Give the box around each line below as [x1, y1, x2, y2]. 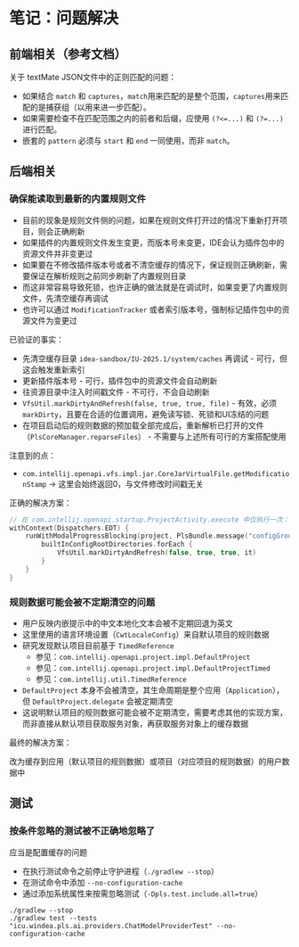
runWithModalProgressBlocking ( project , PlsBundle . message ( [25, 531, 249, 540]
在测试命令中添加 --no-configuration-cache [21, 877, 183, 887]
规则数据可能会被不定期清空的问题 [9, 596, 156, 608]
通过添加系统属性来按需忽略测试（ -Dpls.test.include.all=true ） [21, 888, 263, 899]
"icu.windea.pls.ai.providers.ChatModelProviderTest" [9, 921, 214, 930]
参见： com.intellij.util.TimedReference [35, 673, 187, 684]
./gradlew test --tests [9, 913, 98, 923]
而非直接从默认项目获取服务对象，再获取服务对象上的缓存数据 [21, 718, 249, 729]
